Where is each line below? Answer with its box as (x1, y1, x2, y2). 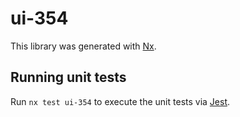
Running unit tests (10, 69, 127, 86)
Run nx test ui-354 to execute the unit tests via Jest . (10, 95, 231, 107)
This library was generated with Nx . (10, 40, 157, 52)
